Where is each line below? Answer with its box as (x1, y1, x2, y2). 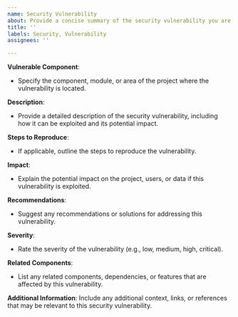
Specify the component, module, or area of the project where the (17, 76, 209, 85)
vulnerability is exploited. (17, 182, 91, 191)
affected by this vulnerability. (17, 280, 103, 289)
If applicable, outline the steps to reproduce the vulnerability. (17, 147, 197, 155)
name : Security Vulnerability (7, 10, 98, 18)
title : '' (7, 24, 37, 31)
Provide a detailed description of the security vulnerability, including (17, 112, 219, 120)
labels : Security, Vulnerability (7, 30, 107, 38)
